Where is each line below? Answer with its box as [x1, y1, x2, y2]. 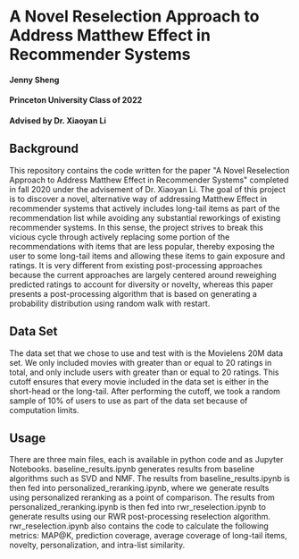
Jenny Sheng [9, 74, 60, 85]
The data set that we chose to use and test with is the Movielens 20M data [9, 347, 284, 359]
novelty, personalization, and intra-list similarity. [9, 539, 186, 551]
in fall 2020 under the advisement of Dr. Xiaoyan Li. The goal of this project [9, 183, 286, 194]
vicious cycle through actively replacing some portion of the [9, 231, 230, 242]
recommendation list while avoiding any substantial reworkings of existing [9, 212, 281, 223]
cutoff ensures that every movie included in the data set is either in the [9, 376, 270, 386]
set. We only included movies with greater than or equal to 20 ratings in [9, 357, 272, 368]
